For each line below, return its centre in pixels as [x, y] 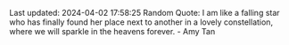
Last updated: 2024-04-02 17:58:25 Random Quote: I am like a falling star [144, 13]
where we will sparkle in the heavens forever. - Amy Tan [112, 31]
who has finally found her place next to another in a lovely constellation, [141, 22]
